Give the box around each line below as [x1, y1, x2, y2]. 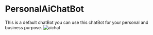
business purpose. [5, 24, 42, 30]
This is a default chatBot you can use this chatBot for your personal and [5, 19, 149, 25]
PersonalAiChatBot [5, 3, 84, 15]
